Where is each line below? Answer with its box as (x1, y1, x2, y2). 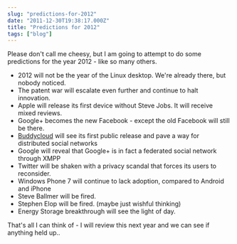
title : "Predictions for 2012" (7, 23, 100, 31)
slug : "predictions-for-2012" (7, 10, 98, 18)
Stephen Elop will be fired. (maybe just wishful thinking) (17, 200, 181, 208)
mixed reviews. (17, 109, 63, 117)
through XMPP (17, 154, 61, 163)
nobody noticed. (17, 79, 66, 87)
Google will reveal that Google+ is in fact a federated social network (17, 147, 217, 155)
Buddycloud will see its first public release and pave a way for (17, 132, 199, 140)
